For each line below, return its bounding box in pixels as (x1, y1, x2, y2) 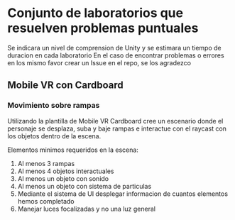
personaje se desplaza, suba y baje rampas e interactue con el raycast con (7, 124, 227, 133)
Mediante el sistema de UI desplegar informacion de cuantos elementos (17, 189, 229, 198)
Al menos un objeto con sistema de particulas (17, 182, 152, 190)
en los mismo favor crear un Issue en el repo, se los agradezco (7, 58, 192, 67)
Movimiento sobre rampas (7, 101, 100, 111)
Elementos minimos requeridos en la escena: (7, 145, 138, 154)
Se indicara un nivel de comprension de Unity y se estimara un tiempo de (7, 43, 222, 52)
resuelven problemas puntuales (7, 20, 199, 36)
